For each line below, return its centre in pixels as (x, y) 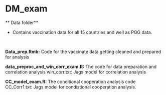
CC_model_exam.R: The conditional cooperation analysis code (70, 81)
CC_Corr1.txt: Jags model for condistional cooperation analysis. (71, 87)
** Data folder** (22, 22)
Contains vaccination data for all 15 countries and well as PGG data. (82, 32)
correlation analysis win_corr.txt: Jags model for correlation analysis (76, 72)
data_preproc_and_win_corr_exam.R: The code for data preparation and (81, 66)
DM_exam (26, 9)
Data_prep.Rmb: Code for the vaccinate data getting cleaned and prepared (83, 51)
